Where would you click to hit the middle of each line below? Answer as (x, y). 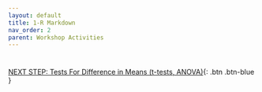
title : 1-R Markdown (42, 23)
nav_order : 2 (30, 30)
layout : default (35, 15)
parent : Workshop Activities (56, 37)
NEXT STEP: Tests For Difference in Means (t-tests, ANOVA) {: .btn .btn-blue (131, 72)
